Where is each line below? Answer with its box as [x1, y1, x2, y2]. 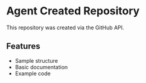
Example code [14, 70, 51, 77]
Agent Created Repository [6, 4, 140, 18]
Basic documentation [14, 63, 68, 70]
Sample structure [14, 57, 59, 64]
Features [6, 41, 40, 51]
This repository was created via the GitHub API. [6, 24, 125, 31]
